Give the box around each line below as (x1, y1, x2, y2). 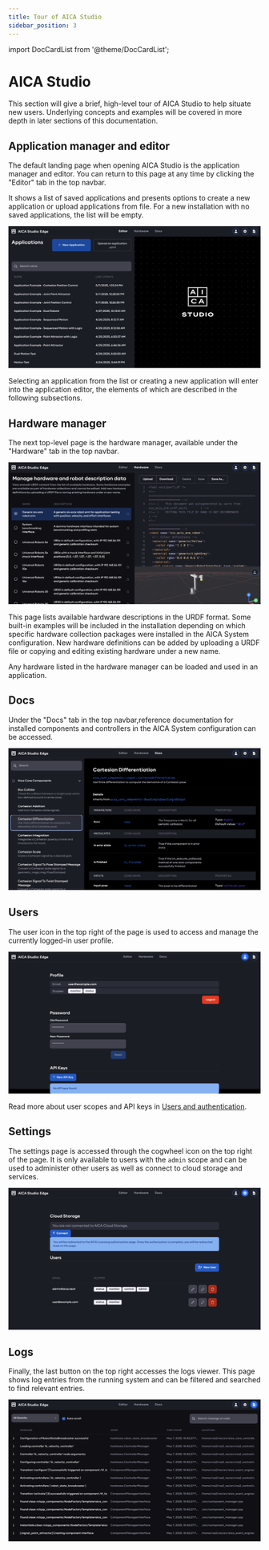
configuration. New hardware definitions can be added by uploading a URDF (8, 638, 260, 647)
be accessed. (8, 732, 54, 741)
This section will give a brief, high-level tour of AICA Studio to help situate (8, 99, 251, 108)
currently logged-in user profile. (8, 935, 114, 945)
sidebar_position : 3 (8, 21, 78, 30)
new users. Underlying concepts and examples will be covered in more (8, 108, 243, 117)
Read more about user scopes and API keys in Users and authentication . (8, 1102, 247, 1111)
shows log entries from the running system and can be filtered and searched (8, 1375, 261, 1385)
